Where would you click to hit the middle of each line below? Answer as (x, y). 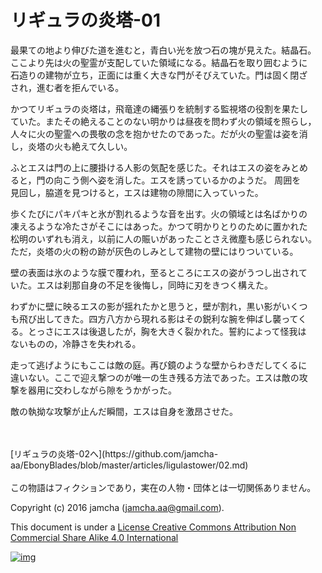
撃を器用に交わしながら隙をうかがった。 (93, 390)
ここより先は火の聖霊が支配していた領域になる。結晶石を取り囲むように (159, 62)
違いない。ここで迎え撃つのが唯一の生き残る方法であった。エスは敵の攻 (159, 377)
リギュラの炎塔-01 (86, 20)
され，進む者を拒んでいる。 (67, 87)
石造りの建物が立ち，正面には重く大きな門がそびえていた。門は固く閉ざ (159, 75)
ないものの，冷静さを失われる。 (76, 343)
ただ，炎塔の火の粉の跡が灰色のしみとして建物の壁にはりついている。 (154, 251)
